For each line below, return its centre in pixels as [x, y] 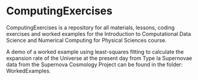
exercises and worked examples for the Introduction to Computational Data [99, 33]
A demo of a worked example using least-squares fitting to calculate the [95, 51]
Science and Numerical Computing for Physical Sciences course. [86, 40]
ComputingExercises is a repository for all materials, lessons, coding [91, 27]
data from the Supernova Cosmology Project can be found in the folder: [95, 64]
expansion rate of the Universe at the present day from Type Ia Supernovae [99, 58]
